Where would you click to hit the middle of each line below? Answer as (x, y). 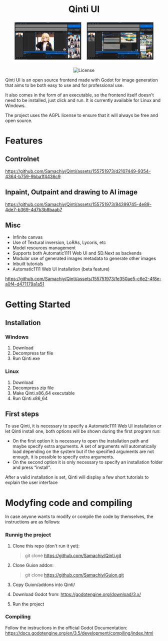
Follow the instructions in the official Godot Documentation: (66, 627)
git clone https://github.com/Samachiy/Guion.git (74, 575)
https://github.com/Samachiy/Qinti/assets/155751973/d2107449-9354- (78, 171)
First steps (22, 414)
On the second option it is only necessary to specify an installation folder (87, 462)
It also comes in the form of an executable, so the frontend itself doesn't (79, 95)
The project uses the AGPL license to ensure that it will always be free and (82, 115)
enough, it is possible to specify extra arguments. (63, 457)
